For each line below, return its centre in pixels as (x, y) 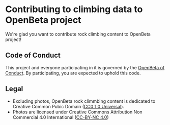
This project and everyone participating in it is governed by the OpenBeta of (85, 67)
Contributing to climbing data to (74, 9)
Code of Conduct (33, 55)
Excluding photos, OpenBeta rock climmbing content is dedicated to (84, 101)
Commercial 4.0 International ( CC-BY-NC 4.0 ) (61, 117)
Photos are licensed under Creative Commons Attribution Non (77, 112)
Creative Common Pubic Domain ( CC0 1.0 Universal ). (68, 106)
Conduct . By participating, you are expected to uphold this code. (73, 73)
